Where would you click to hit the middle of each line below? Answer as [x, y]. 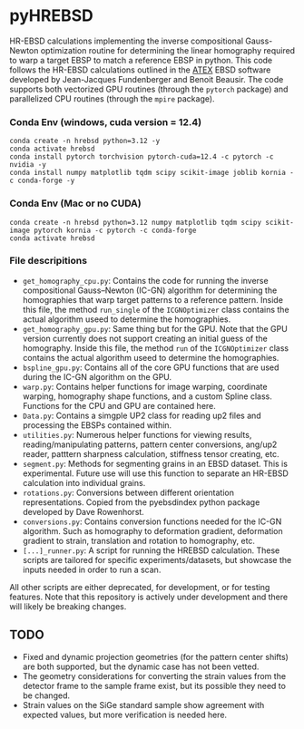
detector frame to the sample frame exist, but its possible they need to [154, 685]
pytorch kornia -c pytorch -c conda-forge [115, 230]
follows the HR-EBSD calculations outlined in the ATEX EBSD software [140, 70]
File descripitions [49, 261]
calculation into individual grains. [84, 482]
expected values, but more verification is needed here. [125, 714]
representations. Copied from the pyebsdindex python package [141, 502]
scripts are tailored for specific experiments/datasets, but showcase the [157, 559]
